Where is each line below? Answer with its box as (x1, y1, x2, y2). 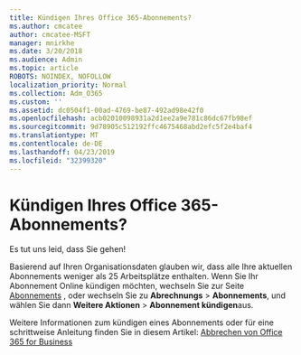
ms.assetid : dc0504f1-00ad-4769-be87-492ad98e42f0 (9, 106, 204, 115)
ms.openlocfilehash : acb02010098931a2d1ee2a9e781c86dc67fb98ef (9, 114, 253, 123)
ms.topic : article (9, 64, 79, 73)
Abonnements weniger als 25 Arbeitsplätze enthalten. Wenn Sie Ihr (9, 271, 259, 282)
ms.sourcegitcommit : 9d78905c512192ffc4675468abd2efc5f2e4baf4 (9, 123, 253, 132)
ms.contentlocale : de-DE (9, 139, 103, 148)
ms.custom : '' (9, 97, 63, 107)
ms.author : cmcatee (9, 22, 83, 31)
